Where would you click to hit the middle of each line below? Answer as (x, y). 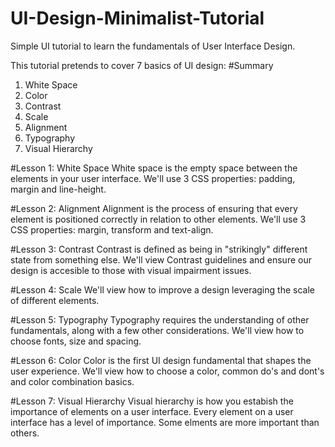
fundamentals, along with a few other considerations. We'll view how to (157, 330)
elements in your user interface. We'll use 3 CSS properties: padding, (153, 178)
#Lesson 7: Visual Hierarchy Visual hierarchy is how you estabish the (152, 401)
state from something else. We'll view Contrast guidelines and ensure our (161, 259)
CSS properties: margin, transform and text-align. (112, 229)
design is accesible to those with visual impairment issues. (131, 270)
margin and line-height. (58, 189)
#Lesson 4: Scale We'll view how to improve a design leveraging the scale (162, 289)
